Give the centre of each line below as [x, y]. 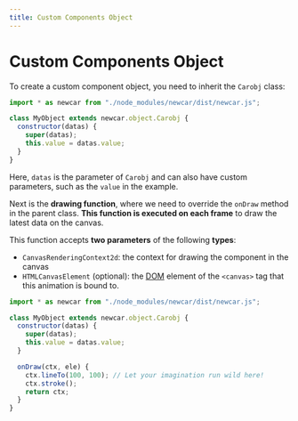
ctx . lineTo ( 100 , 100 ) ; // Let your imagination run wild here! [145, 375]
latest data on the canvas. [56, 223]
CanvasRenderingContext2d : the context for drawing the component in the [155, 257]
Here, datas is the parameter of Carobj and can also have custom [128, 177]
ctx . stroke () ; [51, 384]
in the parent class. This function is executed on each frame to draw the [143, 213]
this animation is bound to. [71, 285]
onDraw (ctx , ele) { [53, 367]
